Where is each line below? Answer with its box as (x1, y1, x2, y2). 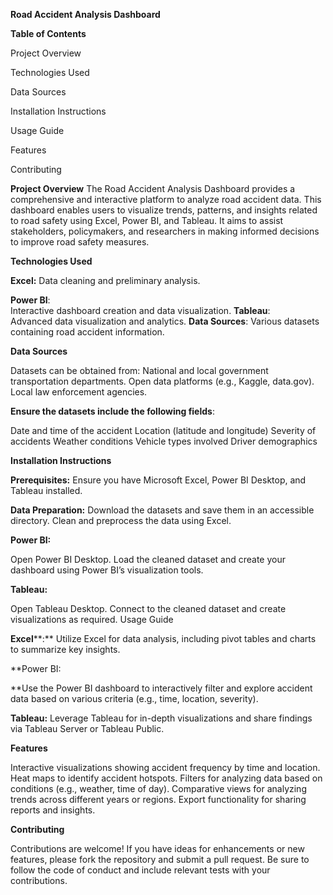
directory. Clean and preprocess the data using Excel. (10, 515, 232, 526)
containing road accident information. (10, 326, 165, 338)
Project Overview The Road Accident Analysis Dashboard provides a (10, 183, 296, 194)
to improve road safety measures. (10, 236, 150, 248)
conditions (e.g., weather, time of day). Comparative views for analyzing (10, 783, 307, 794)
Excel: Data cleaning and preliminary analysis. (10, 275, 201, 286)
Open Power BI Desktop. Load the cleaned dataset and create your (10, 554, 287, 565)
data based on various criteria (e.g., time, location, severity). (10, 693, 259, 704)
